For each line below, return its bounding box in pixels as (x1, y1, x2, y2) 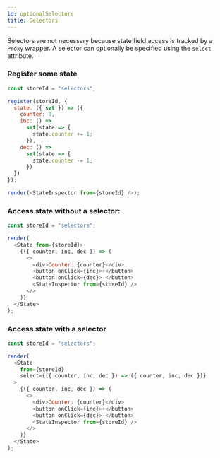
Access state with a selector (7, 324, 107, 334)
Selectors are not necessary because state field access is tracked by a (7, 36, 213, 45)
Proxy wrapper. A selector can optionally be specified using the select (7, 44, 212, 52)
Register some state (7, 69, 78, 78)
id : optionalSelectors (7, 10, 74, 18)
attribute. (7, 51, 34, 60)
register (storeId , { (7, 98, 68, 105)
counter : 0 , (20, 111, 55, 118)
